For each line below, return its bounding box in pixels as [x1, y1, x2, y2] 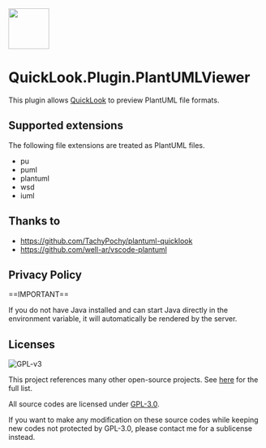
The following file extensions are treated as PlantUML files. [8, 140, 205, 150]
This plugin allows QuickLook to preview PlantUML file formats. [8, 95, 220, 105]
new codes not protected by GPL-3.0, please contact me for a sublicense [8, 424, 253, 433]
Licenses [8, 337, 55, 351]
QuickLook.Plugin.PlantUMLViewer [8, 68, 251, 87]
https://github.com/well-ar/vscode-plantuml [19, 244, 168, 254]
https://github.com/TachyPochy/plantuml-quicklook [19, 236, 193, 246]
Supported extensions [8, 119, 124, 133]
